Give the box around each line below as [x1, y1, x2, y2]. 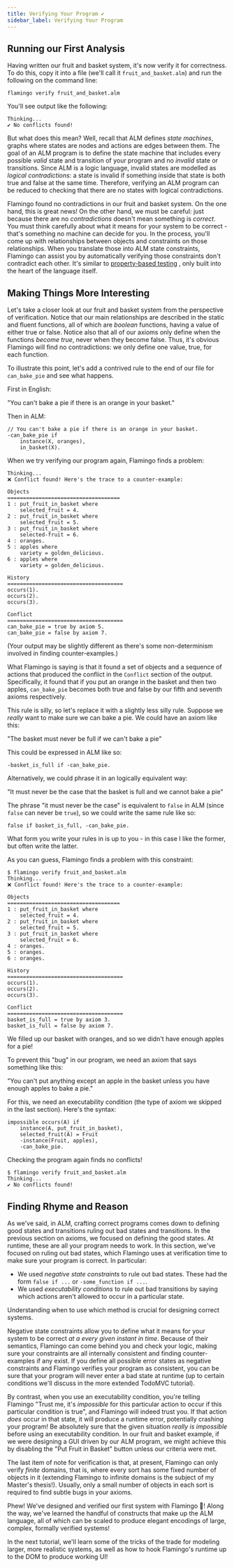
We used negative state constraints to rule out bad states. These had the [17, 1269, 228, 1278]
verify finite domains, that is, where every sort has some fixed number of [7, 1466, 217, 1474]
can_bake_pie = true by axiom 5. [7, 623, 105, 631]
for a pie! [7, 1042, 34, 1051]
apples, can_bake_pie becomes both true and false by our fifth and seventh [7, 685, 222, 694]
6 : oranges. [7, 955, 45, 962]
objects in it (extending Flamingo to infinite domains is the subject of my [7, 1473, 214, 1481]
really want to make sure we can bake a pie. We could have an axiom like [7, 714, 218, 722]
